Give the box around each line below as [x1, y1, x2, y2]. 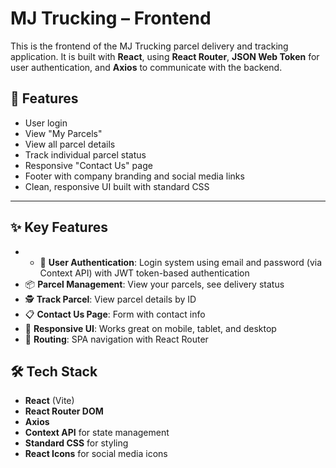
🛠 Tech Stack [10, 363, 98, 380]
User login [24, 117, 68, 129]
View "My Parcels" [24, 127, 103, 139]
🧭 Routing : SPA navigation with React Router [24, 333, 209, 345]
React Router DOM [24, 405, 104, 417]
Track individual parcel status [24, 148, 147, 161]
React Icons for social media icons [24, 448, 168, 460]
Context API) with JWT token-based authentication [39, 267, 250, 279]
